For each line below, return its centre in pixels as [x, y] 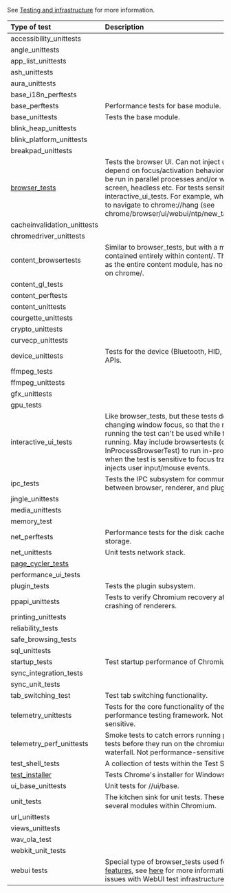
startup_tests [32, 662]
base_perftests [35, 106]
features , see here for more [149, 870]
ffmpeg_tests [32, 371]
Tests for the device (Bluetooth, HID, [163, 351]
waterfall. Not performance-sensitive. [166, 752]
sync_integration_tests [47, 673]
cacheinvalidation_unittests [54, 225]
